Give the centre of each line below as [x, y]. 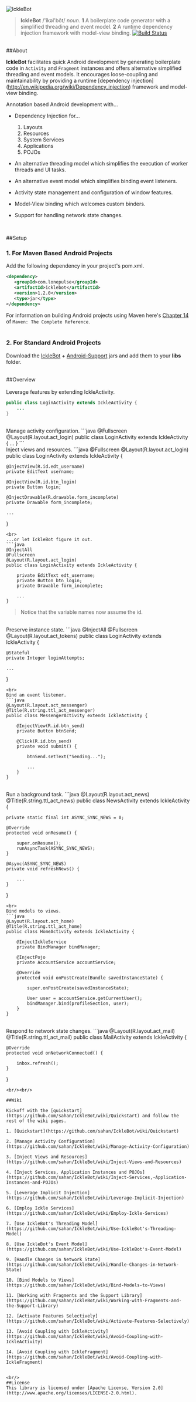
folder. [14, 362]
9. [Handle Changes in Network [44, 1260]
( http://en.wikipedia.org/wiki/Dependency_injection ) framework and [87, 87]
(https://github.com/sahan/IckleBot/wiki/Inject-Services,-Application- [97, 1178]
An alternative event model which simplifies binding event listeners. [96, 181]
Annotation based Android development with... [62, 104]
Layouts [33, 127]
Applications [38, 146]
